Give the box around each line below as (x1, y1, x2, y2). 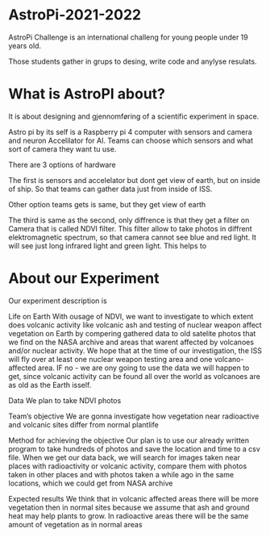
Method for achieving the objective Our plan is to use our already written (8, 435, 250, 445)
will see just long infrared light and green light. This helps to (8, 240, 207, 251)
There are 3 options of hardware (8, 160, 116, 169)
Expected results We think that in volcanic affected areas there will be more (8, 493, 260, 503)
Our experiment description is (8, 296, 107, 306)
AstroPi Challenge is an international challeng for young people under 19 (8, 32, 248, 42)
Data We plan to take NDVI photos (8, 395, 122, 405)
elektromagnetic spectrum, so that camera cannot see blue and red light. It (8, 232, 256, 242)
